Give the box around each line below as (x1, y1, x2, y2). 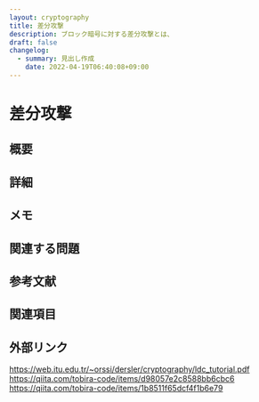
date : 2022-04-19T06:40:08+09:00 (25, 63, 150, 72)
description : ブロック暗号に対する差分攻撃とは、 (9, 29, 174, 38)
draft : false (9, 37, 58, 47)
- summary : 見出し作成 (17, 54, 95, 63)
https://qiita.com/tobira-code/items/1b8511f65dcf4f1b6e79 (9, 383, 223, 394)
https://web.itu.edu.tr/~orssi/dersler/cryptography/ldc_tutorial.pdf (9, 364, 250, 374)
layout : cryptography (9, 12, 90, 22)
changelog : (9, 46, 50, 55)
